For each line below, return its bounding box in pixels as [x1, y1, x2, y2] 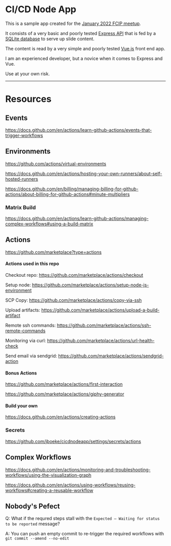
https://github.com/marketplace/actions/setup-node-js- [32, 282, 149, 288]
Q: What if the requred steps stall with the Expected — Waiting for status [5, 515, 160, 522]
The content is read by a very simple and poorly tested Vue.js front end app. [5, 45, 165, 51]
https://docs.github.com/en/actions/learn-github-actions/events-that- [5, 127, 152, 133]
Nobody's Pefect [5, 502, 60, 510]
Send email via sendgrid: [5, 353, 58, 359]
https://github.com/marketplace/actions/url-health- [47, 337, 155, 344]
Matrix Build [5, 204, 36, 211]
